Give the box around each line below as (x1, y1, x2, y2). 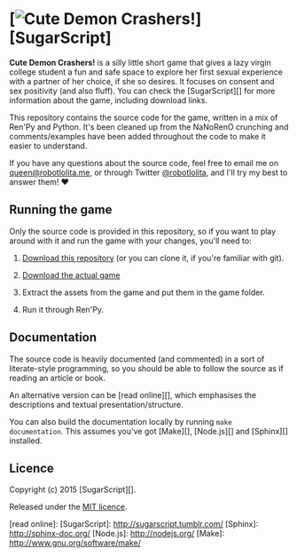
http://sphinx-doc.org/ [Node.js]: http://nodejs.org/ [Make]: (9, 529, 225, 539)
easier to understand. (9, 140, 88, 151)
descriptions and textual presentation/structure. (9, 399, 184, 410)
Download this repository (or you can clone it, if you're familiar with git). (21, 252, 285, 263)
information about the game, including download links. (9, 94, 208, 106)
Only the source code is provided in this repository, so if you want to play (9, 226, 277, 236)
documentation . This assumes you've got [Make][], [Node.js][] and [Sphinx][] (9, 426, 288, 436)
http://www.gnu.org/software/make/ (9, 537, 142, 548)
